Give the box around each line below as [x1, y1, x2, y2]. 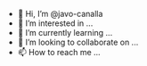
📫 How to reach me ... [17, 47, 101, 57]
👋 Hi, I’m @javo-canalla [17, 9, 103, 19]
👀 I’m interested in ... [17, 18, 94, 29]
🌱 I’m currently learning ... [17, 28, 113, 37]
